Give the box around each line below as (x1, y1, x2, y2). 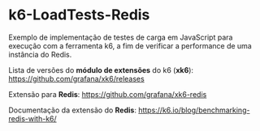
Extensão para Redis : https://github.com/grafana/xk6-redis (8, 89, 207, 99)
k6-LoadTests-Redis (8, 6, 150, 24)
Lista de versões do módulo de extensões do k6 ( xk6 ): (8, 65, 193, 74)
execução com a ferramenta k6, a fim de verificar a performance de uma (8, 40, 252, 50)
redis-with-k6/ (8, 113, 57, 123)
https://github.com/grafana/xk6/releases (8, 74, 145, 83)
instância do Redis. (8, 49, 72, 59)
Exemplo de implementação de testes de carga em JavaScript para (8, 32, 233, 42)
